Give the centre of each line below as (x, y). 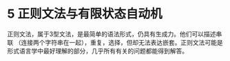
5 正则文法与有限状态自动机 (85, 14)
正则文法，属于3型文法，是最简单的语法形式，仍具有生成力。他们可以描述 (112, 34)
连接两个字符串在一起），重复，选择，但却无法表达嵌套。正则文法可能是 (122, 42)
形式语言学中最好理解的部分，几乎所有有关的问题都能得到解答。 (97, 51)
